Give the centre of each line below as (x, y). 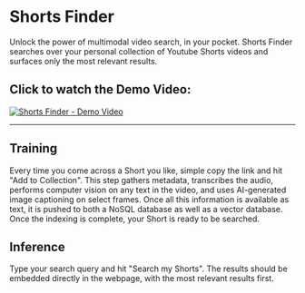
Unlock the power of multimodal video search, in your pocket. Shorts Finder (151, 42)
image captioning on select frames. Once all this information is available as (149, 199)
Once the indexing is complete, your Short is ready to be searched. (135, 219)
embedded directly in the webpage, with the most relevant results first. (142, 278)
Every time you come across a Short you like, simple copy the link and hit (146, 171)
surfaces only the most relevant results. (84, 61)
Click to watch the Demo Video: (100, 89)
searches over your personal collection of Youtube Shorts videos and (139, 51)
